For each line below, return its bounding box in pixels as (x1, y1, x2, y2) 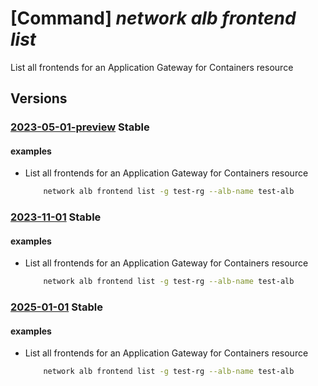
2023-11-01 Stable (10, 210, 102, 224)
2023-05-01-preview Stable (10, 120, 150, 134)
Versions (10, 90, 68, 107)
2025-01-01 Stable (10, 300, 103, 314)
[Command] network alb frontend (10, 7, 297, 30)
